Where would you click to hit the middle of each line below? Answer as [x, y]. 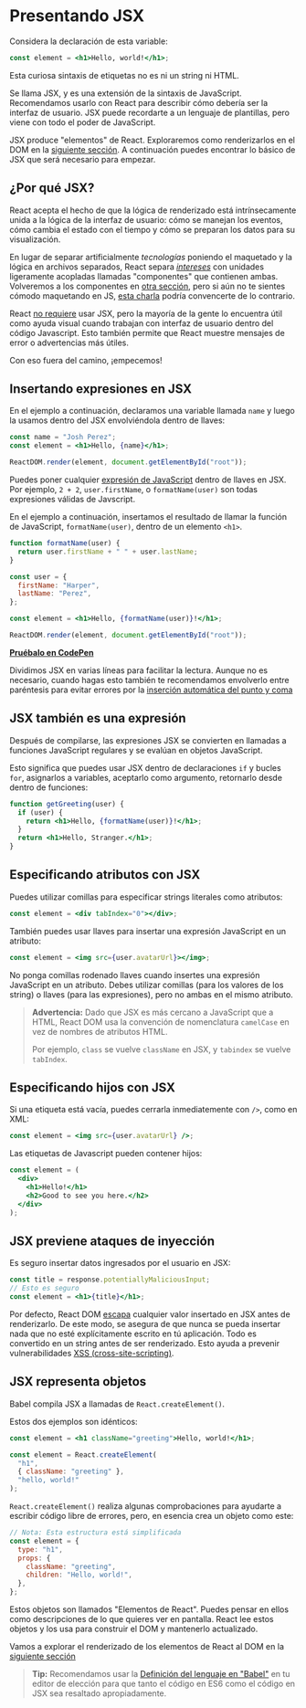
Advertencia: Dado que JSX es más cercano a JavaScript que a [153, 1012]
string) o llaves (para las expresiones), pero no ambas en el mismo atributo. [152, 994]
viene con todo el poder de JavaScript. [83, 122]
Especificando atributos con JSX [105, 875]
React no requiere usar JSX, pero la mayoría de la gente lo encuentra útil [146, 313]
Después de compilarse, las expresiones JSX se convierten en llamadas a [148, 740]
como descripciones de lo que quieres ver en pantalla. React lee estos [142, 1619]
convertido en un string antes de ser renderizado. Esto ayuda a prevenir [145, 1343]
